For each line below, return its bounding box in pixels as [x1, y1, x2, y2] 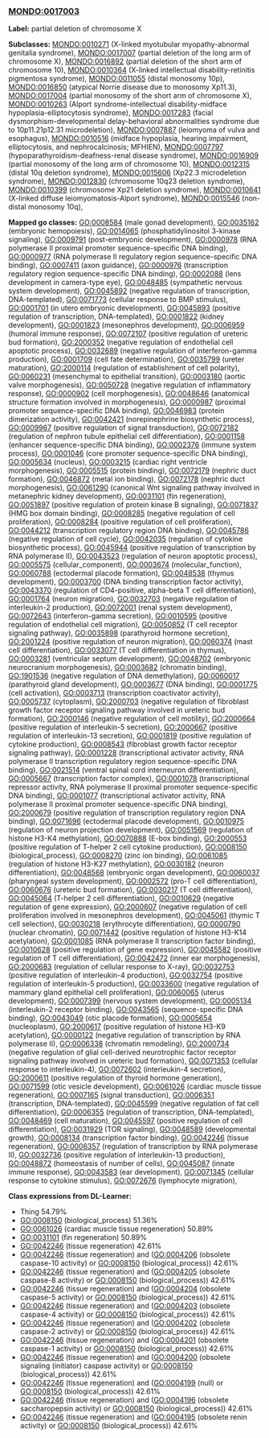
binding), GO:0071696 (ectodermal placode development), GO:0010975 [8, 816, 245, 826]
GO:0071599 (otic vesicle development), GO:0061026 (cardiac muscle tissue [8, 1081, 262, 1092]
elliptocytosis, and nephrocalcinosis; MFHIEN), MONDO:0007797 [8, 143, 224, 152]
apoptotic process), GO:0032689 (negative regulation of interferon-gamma [8, 346, 257, 356]
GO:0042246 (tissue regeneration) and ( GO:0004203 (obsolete [19, 1301, 230, 1311]
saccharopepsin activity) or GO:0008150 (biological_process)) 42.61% [19, 1403, 253, 1414]
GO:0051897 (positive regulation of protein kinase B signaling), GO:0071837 [8, 500, 259, 510]
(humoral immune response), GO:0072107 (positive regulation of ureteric [8, 329, 249, 339]
